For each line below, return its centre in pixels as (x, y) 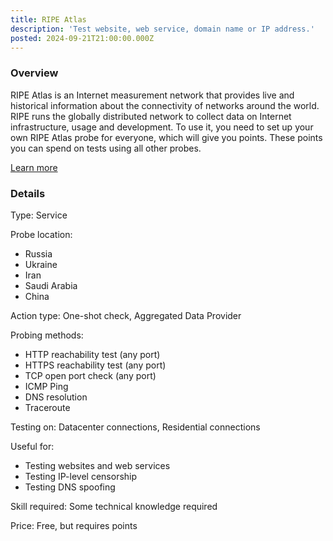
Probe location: (41, 234)
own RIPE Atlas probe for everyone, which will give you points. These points (166, 137)
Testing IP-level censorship (81, 476)
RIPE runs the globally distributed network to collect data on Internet (151, 116)
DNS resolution (56, 397)
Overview (34, 73)
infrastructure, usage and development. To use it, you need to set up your (162, 127)
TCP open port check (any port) (90, 375)
